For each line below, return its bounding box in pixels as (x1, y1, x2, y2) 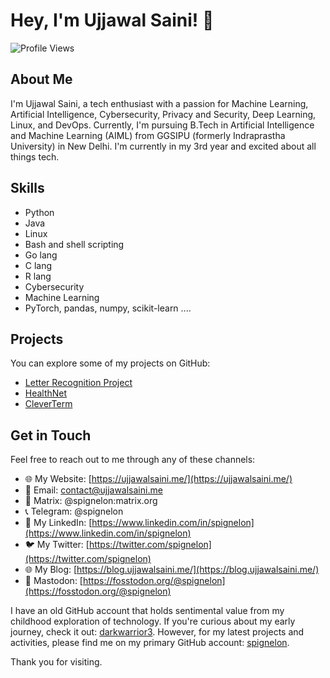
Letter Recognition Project (24, 377, 133, 389)
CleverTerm (24, 398, 73, 410)
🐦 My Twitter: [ (24, 539, 90, 551)
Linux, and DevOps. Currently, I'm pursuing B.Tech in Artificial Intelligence (10, 119, 315, 131)
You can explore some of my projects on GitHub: (10, 357, 211, 369)
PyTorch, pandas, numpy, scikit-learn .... (24, 302, 192, 314)
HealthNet (24, 387, 68, 399)
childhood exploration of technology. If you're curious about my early (10, 615, 296, 628)
